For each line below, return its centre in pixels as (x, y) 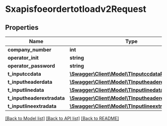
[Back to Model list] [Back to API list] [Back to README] (62, 118)
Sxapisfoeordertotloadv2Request (76, 9)
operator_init (23, 58)
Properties (22, 28)
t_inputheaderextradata (36, 98)
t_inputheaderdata (30, 82)
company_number (30, 50)
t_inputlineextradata (32, 106)
